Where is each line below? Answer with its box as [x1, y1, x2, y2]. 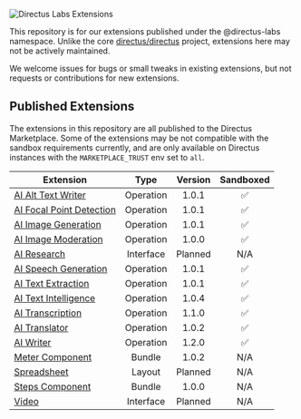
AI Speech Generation [14, 262, 108, 275]
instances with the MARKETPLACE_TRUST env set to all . [9, 151, 205, 162]
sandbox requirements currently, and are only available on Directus [9, 141, 260, 153]
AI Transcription [14, 307, 83, 319]
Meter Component [14, 350, 92, 363]
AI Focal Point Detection [14, 203, 116, 216]
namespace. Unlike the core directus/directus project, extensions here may [9, 36, 290, 46]
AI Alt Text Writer [14, 189, 86, 201]
